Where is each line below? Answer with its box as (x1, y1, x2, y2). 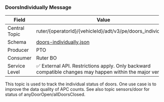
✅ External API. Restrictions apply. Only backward (36, 62, 151, 69)
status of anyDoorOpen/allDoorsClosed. (5, 92, 85, 98)
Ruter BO (36, 55, 57, 61)
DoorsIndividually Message (5, 4, 72, 11)
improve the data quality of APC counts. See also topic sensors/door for (5, 86, 150, 92)
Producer (7, 47, 29, 54)
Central (7, 25, 24, 32)
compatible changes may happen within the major (36, 69, 151, 76)
